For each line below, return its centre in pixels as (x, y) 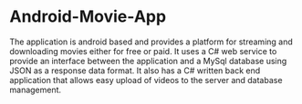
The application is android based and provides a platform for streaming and (151, 42)
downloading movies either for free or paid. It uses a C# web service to (143, 51)
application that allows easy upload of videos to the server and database (146, 80)
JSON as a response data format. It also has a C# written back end (135, 71)
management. (36, 90)
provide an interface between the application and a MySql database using (148, 61)
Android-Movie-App (88, 17)
